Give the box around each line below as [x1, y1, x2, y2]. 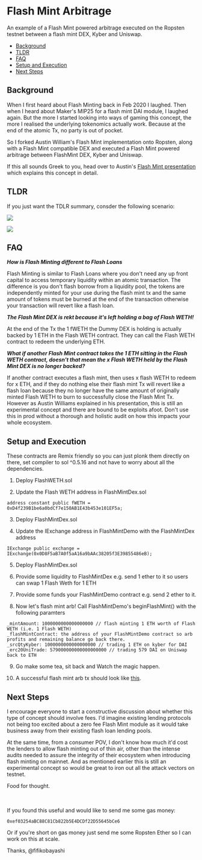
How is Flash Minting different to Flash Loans [7, 259, 123, 266]
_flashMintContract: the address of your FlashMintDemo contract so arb [7, 631, 193, 637]
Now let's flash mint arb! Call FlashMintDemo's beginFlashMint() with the [15, 603, 196, 610]
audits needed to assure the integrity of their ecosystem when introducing [7, 752, 191, 758]
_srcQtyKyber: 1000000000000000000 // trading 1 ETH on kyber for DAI [7, 642, 188, 648]
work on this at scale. [7, 835, 60, 843]
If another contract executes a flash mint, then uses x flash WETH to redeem [7, 374, 197, 381]
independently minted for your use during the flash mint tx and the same [7, 289, 186, 296]
